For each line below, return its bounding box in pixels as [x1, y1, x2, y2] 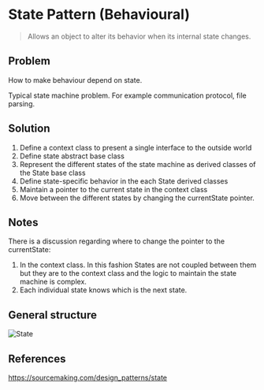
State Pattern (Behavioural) [8, 6, 191, 24]
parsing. [8, 98, 35, 108]
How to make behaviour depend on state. [8, 75, 143, 84]
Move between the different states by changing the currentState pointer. [19, 193, 255, 202]
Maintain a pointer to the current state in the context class [19, 184, 208, 194]
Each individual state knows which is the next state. [19, 285, 188, 295]
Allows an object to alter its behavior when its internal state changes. [27, 32, 251, 41]
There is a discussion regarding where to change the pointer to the [8, 236, 225, 246]
